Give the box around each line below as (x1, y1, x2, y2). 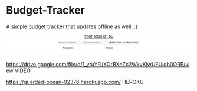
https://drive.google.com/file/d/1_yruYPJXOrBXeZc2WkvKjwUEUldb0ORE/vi (6, 60, 190, 68)
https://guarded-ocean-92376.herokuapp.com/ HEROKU (6, 78, 144, 85)
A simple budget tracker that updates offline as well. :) (6, 23, 138, 30)
